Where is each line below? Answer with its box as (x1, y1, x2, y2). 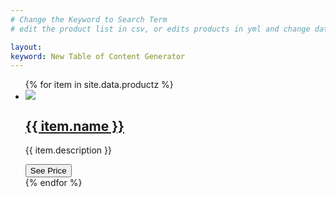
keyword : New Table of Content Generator (10, 51, 186, 61)
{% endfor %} (24, 177, 83, 189)
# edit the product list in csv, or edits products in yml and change (10, 24, 311, 34)
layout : (10, 42, 43, 52)
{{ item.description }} (24, 144, 112, 156)
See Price (29, 166, 67, 176)
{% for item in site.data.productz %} (24, 79, 174, 91)
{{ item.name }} (24, 117, 125, 135)
